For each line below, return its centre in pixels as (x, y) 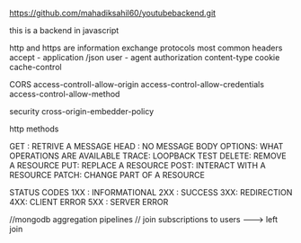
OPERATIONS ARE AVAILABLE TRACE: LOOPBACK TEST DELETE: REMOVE (148, 156)
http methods (34, 129)
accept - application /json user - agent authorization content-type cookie (145, 57)
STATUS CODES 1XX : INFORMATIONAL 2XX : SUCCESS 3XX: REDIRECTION (151, 192)
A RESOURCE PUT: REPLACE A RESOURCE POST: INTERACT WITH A (138, 165)
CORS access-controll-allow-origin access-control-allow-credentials (137, 84)
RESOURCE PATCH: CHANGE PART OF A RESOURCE (107, 175)
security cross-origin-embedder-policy (82, 111)
